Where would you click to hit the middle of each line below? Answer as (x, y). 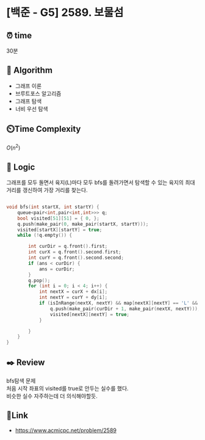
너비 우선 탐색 (31, 109)
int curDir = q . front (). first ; (68, 247)
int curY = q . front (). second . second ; (76, 258)
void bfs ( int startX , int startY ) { (53, 207)
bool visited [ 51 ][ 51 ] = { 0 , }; (58, 218)
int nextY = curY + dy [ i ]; (73, 298)
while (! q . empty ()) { (45, 236)
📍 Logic (21, 167)
